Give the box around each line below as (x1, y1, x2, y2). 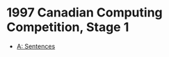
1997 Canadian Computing (6, 5, 163, 21)
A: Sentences (16, 42, 56, 50)
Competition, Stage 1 (6, 19, 129, 35)
